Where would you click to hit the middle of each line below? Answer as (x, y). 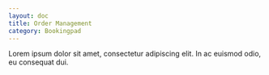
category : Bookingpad (45, 31)
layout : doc (28, 16)
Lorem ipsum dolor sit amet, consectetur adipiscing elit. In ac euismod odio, (135, 54)
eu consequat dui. (38, 62)
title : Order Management (50, 23)
